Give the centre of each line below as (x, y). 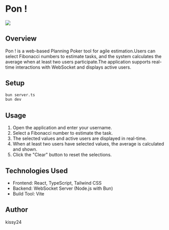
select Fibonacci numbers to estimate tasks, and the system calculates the (83, 56)
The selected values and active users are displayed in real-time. (80, 138)
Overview (21, 39)
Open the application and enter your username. (62, 128)
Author (17, 210)
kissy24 (13, 222)
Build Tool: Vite (29, 193)
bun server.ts (20, 95)
